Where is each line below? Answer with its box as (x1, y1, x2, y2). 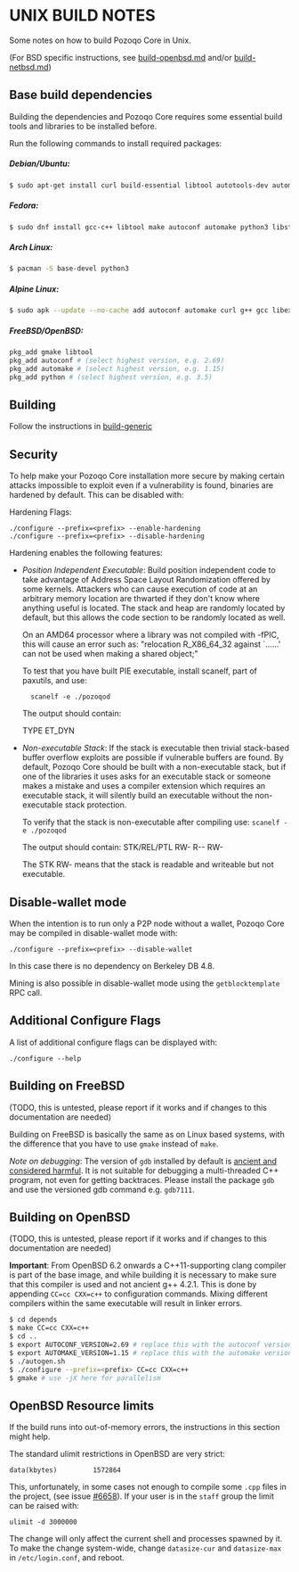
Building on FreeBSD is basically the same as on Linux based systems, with (9, 1129, 285, 1139)
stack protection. (64, 799, 127, 810)
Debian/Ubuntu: (9, 158, 71, 170)
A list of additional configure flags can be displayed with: (9, 1037, 218, 1047)
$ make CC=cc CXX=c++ (9, 1324, 90, 1333)
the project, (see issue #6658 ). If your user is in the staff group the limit (9, 1491, 274, 1502)
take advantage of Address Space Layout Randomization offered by (21, 575, 271, 585)
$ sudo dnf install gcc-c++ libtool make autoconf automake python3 (9, 222, 269, 232)
